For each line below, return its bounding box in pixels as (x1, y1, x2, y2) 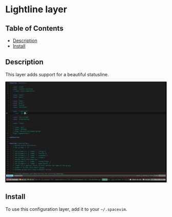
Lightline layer (5, 4, 68, 15)
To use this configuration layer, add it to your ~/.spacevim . (5, 206, 127, 212)
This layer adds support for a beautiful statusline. (5, 71, 109, 77)
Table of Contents (5, 24, 64, 33)
